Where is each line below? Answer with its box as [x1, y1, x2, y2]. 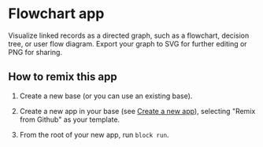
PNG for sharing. [8, 47, 63, 57]
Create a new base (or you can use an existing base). [19, 91, 193, 101]
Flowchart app [8, 5, 105, 23]
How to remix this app [8, 70, 117, 83]
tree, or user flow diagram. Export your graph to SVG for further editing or [8, 39, 247, 48]
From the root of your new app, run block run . [19, 130, 169, 139]
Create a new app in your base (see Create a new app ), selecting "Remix [19, 106, 256, 116]
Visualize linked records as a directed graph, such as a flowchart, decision [8, 31, 250, 40]
